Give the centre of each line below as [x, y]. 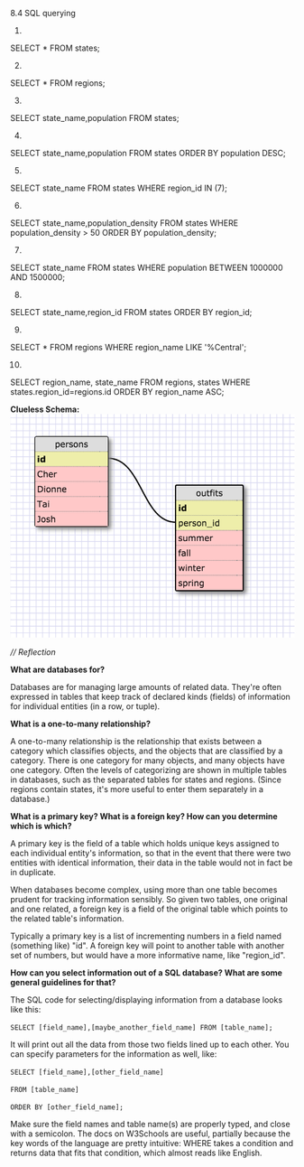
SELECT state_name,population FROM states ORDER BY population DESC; [148, 153]
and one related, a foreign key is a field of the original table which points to [149, 909]
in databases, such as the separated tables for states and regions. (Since [146, 780]
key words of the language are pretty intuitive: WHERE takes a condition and [152, 1143]
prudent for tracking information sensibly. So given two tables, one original [149, 899]
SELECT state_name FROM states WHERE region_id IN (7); [119, 188]
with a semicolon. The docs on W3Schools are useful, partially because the [151, 1134]
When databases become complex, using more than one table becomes [144, 890]
